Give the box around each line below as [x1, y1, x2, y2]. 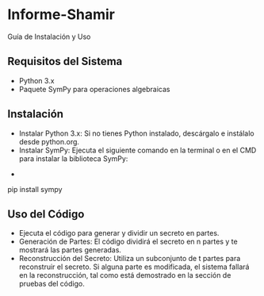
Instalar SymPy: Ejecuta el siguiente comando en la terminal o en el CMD [18, 145, 257, 155]
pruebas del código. [18, 279, 85, 289]
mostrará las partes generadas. [18, 245, 122, 255]
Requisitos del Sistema [7, 55, 123, 68]
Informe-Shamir [7, 6, 116, 24]
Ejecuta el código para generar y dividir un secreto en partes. [18, 229, 220, 238]
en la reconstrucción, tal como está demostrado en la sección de [18, 271, 231, 280]
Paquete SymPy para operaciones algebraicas [18, 84, 170, 94]
